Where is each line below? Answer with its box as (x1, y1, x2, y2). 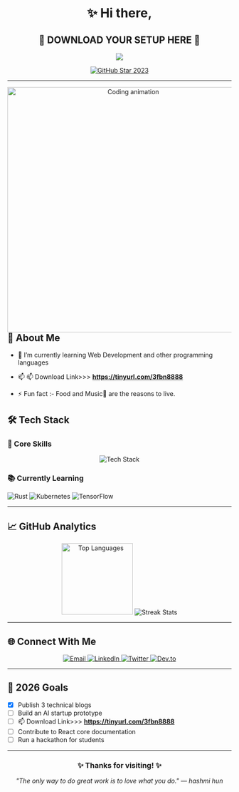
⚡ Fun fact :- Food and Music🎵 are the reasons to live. (17, 390, 176, 398)
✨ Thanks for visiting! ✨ (77, 761, 162, 771)
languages (17, 358, 49, 367)
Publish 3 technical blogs (17, 701, 92, 709)
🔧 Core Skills (7, 439, 52, 449)
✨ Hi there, (87, 5, 152, 21)
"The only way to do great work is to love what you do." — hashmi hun (16, 776, 223, 786)
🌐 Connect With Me (7, 635, 97, 647)
